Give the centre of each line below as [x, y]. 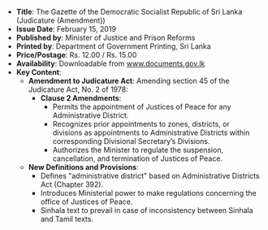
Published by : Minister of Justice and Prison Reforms [106, 37]
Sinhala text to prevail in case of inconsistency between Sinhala [147, 210]
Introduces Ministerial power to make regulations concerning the [149, 193]
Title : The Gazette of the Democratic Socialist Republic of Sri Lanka [129, 12]
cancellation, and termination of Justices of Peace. [138, 158]
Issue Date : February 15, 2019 [66, 29]
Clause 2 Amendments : [81, 98]
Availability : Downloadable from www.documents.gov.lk [110, 63]
